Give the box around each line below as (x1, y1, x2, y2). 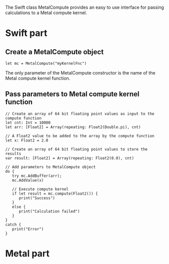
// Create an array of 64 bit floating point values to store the (5, 146, 148, 152)
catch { (5, 222, 22, 227)
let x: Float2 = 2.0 (5, 138, 49, 143)
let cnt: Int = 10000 (5, 120, 51, 125)
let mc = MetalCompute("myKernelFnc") (5, 61, 87, 66)
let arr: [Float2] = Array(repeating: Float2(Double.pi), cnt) (5, 124, 141, 130)
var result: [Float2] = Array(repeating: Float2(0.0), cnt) (5, 156, 135, 161)
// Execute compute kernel (12, 186, 69, 192)
